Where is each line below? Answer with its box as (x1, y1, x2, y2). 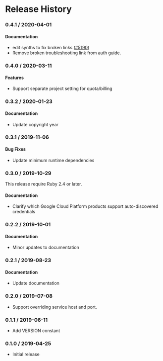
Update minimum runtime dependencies (12, 157, 95, 163)
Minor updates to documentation (12, 245, 79, 251)
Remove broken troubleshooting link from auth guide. (12, 50, 121, 56)
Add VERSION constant (12, 328, 60, 334)
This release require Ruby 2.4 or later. (5, 180, 82, 187)
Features (5, 75, 24, 81)
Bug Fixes (5, 146, 26, 152)
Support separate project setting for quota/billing (12, 86, 112, 91)
